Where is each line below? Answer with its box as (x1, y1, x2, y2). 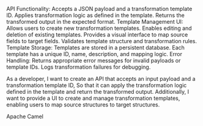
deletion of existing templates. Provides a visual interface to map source (6, 31, 188, 38)
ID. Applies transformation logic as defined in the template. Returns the (6, 12, 185, 19)
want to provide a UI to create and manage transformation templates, (6, 94, 180, 102)
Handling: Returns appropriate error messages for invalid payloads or (6, 57, 181, 64)
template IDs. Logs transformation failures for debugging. (6, 63, 151, 71)
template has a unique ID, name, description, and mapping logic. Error (6, 51, 182, 57)
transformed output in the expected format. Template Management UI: (6, 18, 183, 25)
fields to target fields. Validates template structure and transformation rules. (6, 38, 197, 44)
